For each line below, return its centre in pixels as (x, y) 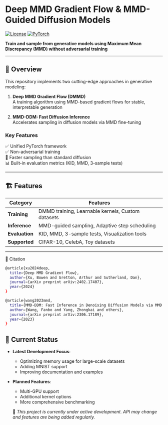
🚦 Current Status (32, 339)
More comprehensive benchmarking (57, 402)
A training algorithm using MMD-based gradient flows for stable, (79, 102)
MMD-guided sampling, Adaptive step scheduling (97, 225)
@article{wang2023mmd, (29, 301)
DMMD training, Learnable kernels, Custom (89, 211)
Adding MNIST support (43, 367)
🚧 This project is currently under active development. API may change (85, 412)
